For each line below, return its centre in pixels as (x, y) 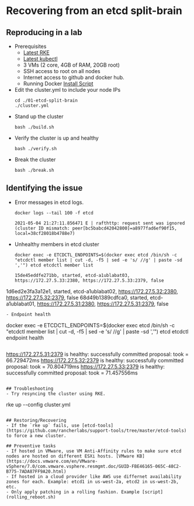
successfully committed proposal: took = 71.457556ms (72, 373)
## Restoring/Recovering (36, 420)
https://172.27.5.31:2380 (66, 304)
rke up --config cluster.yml (38, 404)
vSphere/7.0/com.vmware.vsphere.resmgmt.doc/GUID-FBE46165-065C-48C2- (94, 466)
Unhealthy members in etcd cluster (57, 244)
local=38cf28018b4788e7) (45, 233)
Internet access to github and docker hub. (74, 77)
